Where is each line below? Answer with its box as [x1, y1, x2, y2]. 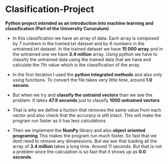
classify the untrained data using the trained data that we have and [12, 56, 151, 62]
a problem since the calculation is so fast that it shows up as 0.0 [12, 148, 146, 154]
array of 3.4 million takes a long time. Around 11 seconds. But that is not [12, 143, 162, 149]
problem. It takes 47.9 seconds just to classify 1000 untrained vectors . [12, 97, 161, 103]
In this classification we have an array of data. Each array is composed [12, 35, 159, 41]
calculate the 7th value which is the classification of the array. [12, 62, 141, 68]
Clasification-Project [5, 4, 95, 15]
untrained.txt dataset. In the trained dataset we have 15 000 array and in [12, 46, 163, 52]
